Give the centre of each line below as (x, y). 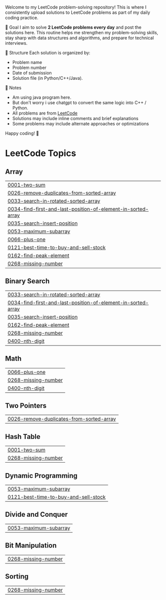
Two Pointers (26, 406)
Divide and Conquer (37, 514)
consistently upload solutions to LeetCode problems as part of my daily (78, 12)
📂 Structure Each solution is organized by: (48, 53)
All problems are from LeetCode (45, 113)
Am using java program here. (42, 97)
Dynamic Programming (41, 476)
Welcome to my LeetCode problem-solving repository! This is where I (76, 7)
